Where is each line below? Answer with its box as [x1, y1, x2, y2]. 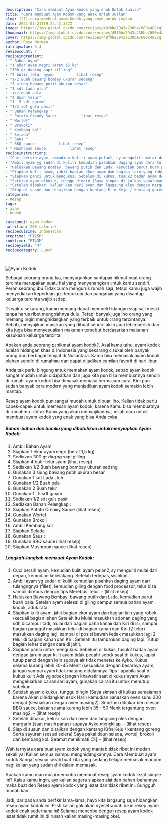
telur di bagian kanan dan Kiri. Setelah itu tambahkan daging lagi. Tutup [12, 636, 159, 642]
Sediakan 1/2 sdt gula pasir [12, 496, 68, 502]
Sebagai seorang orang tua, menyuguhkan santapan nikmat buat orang [5, 275, 151, 281]
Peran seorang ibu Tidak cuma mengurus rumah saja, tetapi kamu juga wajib [5, 285, 162, 291]
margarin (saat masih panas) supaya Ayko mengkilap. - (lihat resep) [12, 721, 151, 727]
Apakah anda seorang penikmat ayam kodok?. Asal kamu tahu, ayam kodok [5, 342, 160, 348]
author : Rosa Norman [5, 40, 49, 45]
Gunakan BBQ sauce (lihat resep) [12, 538, 81, 545]
